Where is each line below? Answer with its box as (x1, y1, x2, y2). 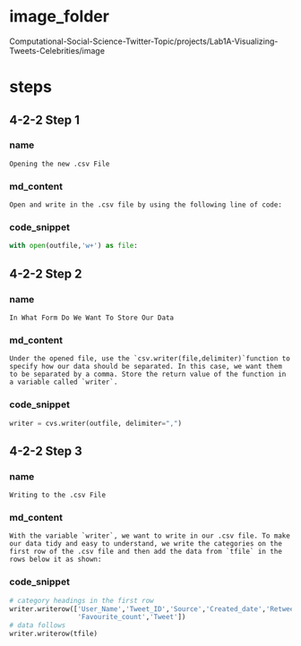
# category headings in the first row (9, 596, 154, 605)
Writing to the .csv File (9, 490, 106, 500)
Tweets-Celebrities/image (9, 45, 106, 55)
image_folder (9, 6, 110, 27)
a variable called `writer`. (9, 378, 118, 387)
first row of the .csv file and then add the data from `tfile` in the (9, 548, 282, 557)
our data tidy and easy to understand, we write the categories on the (9, 540, 282, 548)
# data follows (9, 621, 66, 630)
